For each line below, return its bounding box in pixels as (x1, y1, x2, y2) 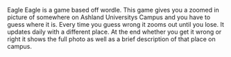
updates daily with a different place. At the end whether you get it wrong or (7, 27, 222, 36)
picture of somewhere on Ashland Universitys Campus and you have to (7, 13, 211, 21)
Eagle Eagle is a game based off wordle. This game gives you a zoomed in (7, 6, 220, 14)
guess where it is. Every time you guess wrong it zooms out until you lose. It (7, 21, 224, 28)
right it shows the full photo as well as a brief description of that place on (7, 35, 216, 43)
